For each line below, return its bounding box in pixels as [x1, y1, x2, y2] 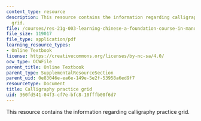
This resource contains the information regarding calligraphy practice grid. [6, 108, 190, 115]
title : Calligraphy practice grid [6, 86, 93, 92]
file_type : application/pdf [6, 36, 77, 42]
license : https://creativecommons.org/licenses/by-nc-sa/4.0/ [6, 53, 165, 59]
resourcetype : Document [6, 81, 66, 87]
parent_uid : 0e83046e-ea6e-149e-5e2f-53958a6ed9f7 [6, 75, 135, 81]
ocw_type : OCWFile [6, 58, 52, 64]
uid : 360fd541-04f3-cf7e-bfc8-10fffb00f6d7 [6, 92, 117, 98]
